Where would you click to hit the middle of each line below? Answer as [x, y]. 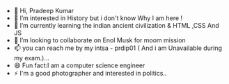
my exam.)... [32, 58]
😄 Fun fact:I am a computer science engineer [79, 65]
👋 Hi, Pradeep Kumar [44, 11]
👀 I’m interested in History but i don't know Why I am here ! [98, 18]
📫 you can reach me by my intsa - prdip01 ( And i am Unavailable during [118, 48]
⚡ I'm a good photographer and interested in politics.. [90, 73]
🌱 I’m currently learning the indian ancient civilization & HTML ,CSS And [116, 25]
